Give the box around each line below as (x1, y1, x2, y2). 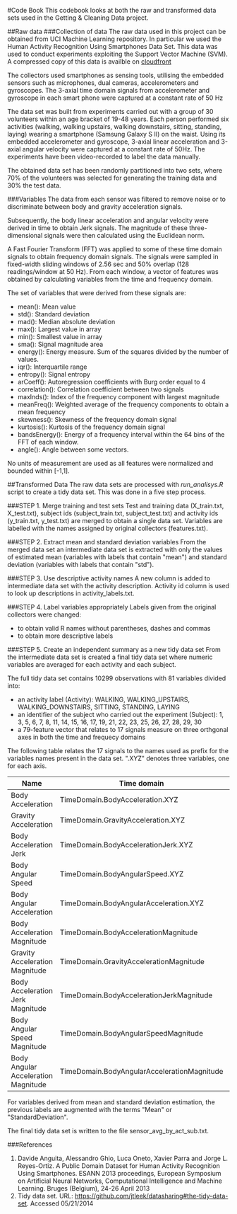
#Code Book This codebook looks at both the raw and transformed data (7, 6, 217, 14)
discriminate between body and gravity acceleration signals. (7, 202, 183, 211)
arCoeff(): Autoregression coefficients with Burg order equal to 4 (17, 378, 206, 386)
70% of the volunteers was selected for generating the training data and (7, 173, 217, 182)
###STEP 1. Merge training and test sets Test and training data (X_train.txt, (7, 502, 224, 510)
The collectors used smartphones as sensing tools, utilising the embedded (7, 71, 224, 79)
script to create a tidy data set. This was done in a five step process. (7, 488, 207, 496)
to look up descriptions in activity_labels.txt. (7, 589, 135, 597)
